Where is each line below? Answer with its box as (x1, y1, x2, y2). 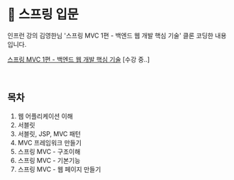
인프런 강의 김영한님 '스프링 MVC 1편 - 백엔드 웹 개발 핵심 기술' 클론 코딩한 (7, 31, 214, 40)
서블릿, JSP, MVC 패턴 (17, 129, 82, 138)
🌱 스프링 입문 (7, 6, 79, 23)
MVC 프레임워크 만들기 (17, 138, 82, 147)
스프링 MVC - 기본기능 (17, 156, 81, 164)
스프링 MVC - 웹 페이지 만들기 (17, 164, 101, 174)
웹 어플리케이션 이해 (17, 111, 73, 120)
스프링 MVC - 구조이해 (17, 147, 81, 156)
